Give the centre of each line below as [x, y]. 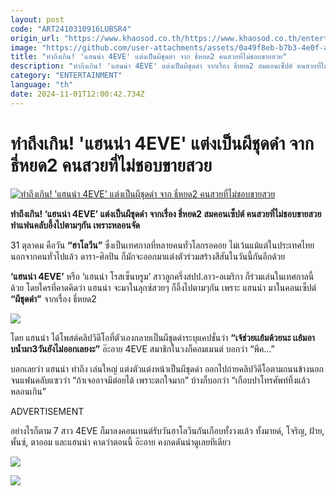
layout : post [37, 19]
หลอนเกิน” [28, 391]
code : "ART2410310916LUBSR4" [71, 29]
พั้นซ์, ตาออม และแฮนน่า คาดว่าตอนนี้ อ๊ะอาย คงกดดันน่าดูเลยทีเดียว [121, 442]
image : [24, 47]
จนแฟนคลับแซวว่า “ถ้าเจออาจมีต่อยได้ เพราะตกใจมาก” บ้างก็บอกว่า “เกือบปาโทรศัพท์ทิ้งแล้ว [160, 380]
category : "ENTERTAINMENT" [66, 76]
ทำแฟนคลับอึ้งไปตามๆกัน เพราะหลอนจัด [75, 225]
